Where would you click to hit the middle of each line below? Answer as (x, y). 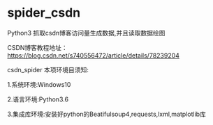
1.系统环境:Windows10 (39, 84)
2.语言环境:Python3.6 (38, 99)
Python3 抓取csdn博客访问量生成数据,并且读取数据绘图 (86, 33)
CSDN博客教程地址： (37, 47)
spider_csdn (44, 13)
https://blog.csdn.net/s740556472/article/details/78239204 (94, 55)
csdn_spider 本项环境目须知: (48, 69)
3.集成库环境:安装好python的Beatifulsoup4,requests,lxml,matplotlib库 (106, 114)
